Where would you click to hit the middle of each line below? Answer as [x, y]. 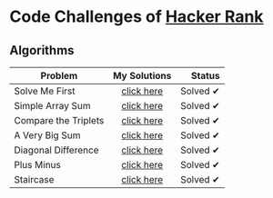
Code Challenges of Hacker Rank [136, 17]
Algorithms [42, 50]
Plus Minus [37, 165]
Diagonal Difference [56, 150]
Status [205, 76]
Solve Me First [45, 91]
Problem [59, 76]
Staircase [34, 179]
